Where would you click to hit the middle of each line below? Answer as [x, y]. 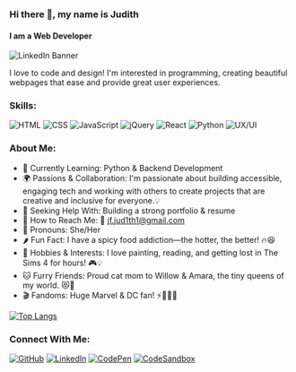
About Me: [33, 149]
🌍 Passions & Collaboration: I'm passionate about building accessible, [152, 177]
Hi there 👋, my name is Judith [74, 14]
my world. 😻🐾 [48, 285]
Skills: [23, 106]
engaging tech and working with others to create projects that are [144, 191]
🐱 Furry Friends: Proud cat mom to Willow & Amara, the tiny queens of [153, 275]
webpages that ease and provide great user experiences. [115, 82]
